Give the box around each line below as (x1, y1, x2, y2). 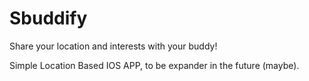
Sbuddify (9, 7, 88, 30)
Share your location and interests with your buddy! (9, 40, 218, 52)
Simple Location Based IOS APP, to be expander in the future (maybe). (9, 59, 300, 71)
